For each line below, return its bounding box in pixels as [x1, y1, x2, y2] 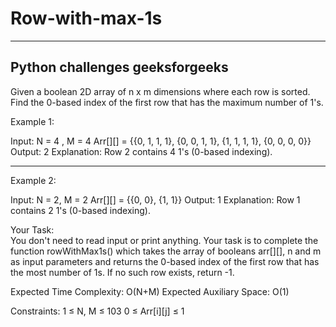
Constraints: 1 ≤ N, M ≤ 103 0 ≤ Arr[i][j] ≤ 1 [10, 305, 185, 317]
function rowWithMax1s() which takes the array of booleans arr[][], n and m [10, 245, 322, 257]
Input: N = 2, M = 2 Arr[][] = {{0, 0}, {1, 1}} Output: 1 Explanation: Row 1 [10, 193, 301, 206]
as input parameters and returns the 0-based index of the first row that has [10, 255, 320, 267]
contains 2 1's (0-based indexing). [10, 204, 151, 216]
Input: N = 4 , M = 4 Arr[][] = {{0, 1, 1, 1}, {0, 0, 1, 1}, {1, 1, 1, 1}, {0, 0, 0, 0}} [10, 135, 312, 147]
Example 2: [10, 174, 57, 186]
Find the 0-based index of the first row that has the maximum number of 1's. [10, 96, 324, 108]
